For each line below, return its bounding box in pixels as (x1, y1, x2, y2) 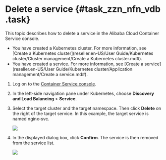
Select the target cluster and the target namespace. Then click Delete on (12, 105, 162, 111)
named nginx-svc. (12, 116, 50, 121)
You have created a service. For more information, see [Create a (12, 61, 144, 67)
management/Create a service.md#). (12, 71, 88, 77)
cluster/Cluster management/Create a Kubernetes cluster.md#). (12, 55, 143, 61)
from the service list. (12, 140, 55, 146)
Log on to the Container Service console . (12, 80, 97, 87)
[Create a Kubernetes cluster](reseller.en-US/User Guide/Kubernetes (12, 50, 154, 56)
